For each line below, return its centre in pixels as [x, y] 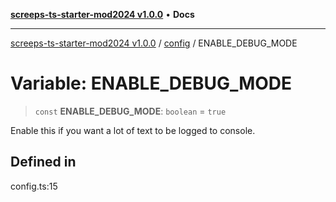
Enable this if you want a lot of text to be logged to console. [133, 130]
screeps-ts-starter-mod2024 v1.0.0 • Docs [102, 14]
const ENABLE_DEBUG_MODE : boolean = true [130, 111]
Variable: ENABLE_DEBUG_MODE [151, 83]
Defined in [43, 162]
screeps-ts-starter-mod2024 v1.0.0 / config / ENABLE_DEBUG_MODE [154, 43]
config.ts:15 [34, 186]
